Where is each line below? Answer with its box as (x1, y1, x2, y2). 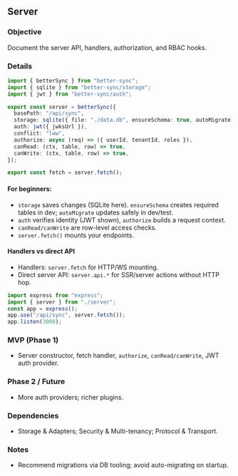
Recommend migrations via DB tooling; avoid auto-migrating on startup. (17, 461, 229, 470)
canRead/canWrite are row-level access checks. (17, 223, 157, 232)
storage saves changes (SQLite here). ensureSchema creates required (17, 200, 219, 209)
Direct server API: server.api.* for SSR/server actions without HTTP (17, 270, 219, 279)
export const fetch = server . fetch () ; (7, 169, 123, 177)
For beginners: (7, 185, 52, 193)
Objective (7, 27, 42, 37)
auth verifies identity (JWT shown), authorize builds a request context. (17, 215, 226, 224)
